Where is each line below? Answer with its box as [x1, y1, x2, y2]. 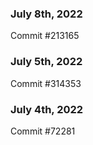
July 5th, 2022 [10, 55, 83, 69]
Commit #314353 [10, 77, 82, 89]
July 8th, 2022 [10, 7, 83, 21]
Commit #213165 [10, 30, 80, 42]
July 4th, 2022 [10, 102, 84, 116]
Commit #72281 [10, 125, 76, 137]
